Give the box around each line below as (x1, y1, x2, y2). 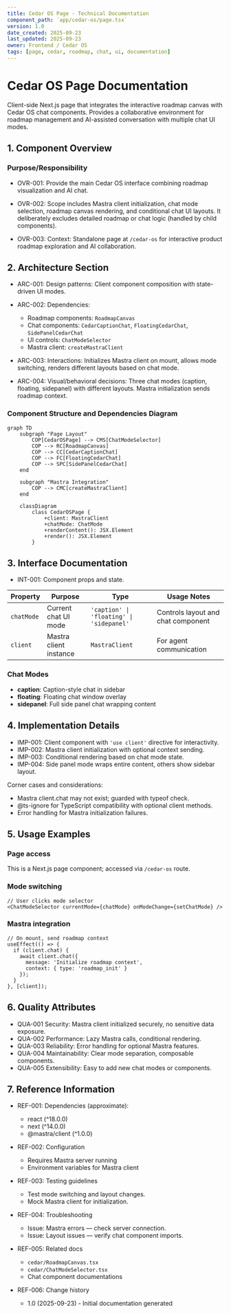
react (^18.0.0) (27, 1115, 68, 1124)
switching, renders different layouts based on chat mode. (16, 364, 179, 372)
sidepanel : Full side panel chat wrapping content (16, 700, 156, 708)
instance (47, 649, 75, 658)
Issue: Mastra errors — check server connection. (27, 1224, 166, 1232)
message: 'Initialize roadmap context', (25, 959, 143, 966)
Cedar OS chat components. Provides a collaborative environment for (7, 108, 204, 116)
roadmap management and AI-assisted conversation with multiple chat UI (7, 115, 215, 124)
